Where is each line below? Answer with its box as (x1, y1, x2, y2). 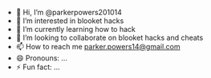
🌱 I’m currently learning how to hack (15, 25, 136, 33)
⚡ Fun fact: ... (15, 62, 60, 72)
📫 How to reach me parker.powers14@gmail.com (15, 42, 181, 51)
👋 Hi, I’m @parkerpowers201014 (15, 8, 122, 17)
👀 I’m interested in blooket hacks (15, 16, 124, 25)
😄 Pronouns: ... (15, 53, 68, 63)
